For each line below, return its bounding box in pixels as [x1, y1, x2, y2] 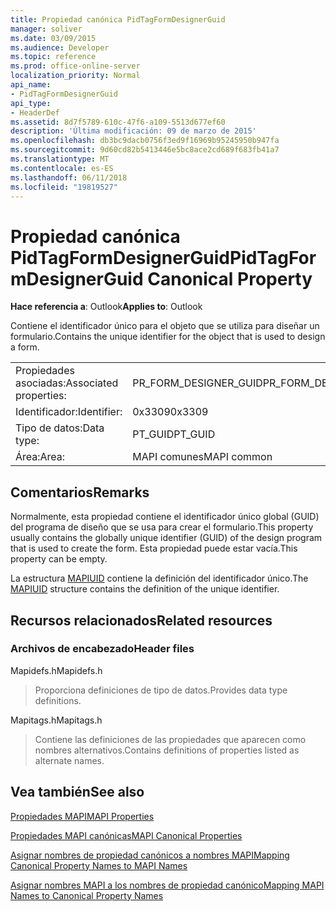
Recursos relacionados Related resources [10, 612, 273, 629]
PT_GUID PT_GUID [132, 427, 216, 441]
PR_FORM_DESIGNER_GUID [132, 376, 263, 390]
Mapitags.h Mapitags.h [10, 714, 103, 726]
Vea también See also [10, 784, 145, 801]
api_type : [10, 98, 52, 108]
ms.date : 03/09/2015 [10, 33, 97, 43]
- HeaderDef [10, 107, 60, 118]
